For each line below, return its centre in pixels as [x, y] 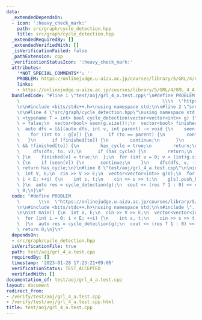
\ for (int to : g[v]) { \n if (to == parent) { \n [91, 135]
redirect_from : [25, 291]
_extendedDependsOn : [37, 17]
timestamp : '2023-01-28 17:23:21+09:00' [63, 263]
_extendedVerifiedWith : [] [45, 46]
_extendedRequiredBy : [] [43, 40]
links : [25, 85]
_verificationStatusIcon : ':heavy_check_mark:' [72, 62]
